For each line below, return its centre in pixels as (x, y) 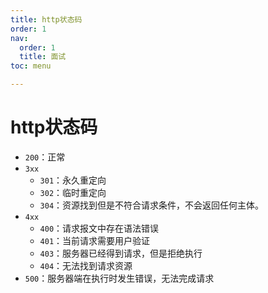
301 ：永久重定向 (73, 180)
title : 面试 (43, 57)
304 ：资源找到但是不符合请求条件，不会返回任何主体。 (152, 205)
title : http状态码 (46, 19)
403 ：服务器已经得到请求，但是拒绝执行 (121, 253)
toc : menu (31, 66)
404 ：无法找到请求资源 (86, 265)
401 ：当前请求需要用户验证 (95, 240)
